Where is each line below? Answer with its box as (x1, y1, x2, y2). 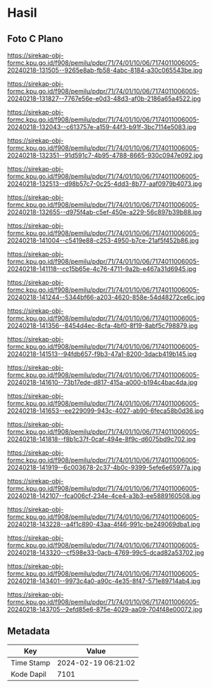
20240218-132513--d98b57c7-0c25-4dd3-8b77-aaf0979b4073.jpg (7, 180, 202, 188)
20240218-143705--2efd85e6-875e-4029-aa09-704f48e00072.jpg (7, 606, 203, 613)
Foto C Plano (7, 33, 63, 45)
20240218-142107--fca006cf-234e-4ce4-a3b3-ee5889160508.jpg (7, 492, 201, 500)
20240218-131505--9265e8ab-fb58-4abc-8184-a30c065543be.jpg (7, 66, 203, 74)
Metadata (7, 625, 50, 637)
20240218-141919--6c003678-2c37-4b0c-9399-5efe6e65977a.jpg (7, 463, 202, 471)
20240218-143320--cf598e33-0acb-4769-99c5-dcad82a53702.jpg (7, 548, 204, 557)
